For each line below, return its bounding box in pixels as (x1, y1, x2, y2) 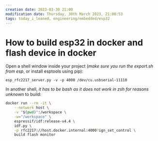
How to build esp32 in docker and (5, 37, 143, 48)
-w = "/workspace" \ (14, 114, 51, 119)
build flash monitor (14, 132, 56, 137)
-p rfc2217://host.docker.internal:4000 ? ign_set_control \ (14, 128, 136, 133)
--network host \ (14, 105, 49, 110)
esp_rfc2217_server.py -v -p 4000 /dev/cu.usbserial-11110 (5, 78, 127, 83)
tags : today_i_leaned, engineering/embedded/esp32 (5, 16, 110, 21)
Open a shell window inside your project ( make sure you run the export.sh (5, 63, 153, 69)
